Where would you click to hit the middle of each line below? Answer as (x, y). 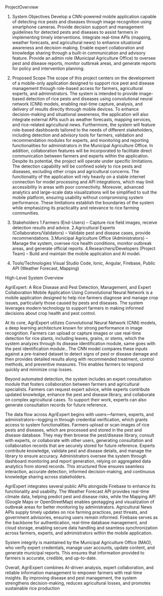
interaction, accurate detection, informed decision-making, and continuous (80, 472)
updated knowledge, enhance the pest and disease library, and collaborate (80, 395)
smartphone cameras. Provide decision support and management (78, 27)
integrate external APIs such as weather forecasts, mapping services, (82, 120)
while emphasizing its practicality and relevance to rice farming (76, 208)
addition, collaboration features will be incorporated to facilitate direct (82, 151)
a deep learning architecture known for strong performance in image (74, 328)
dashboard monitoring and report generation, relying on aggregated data (78, 461)
